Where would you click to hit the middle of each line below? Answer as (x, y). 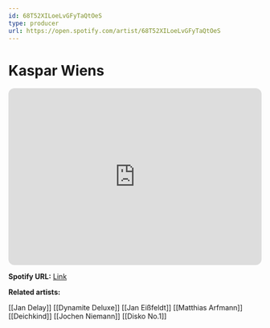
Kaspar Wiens (56, 70)
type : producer (34, 23)
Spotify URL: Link (38, 277)
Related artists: (35, 292)
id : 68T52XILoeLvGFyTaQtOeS (55, 16)
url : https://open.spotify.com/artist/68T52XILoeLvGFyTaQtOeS (115, 31)
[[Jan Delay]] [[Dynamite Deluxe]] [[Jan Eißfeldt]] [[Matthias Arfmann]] (126, 308)
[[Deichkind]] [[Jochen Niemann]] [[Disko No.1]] (88, 316)
